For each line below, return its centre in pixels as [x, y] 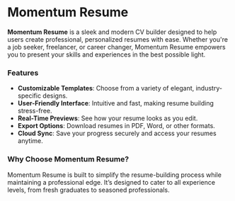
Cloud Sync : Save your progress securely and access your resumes [117, 133]
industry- [209, 88]
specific [29, 96]
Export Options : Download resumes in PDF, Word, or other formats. [116, 126]
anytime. [30, 141]
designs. [55, 96]
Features [23, 73]
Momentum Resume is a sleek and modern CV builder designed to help [112, 32]
